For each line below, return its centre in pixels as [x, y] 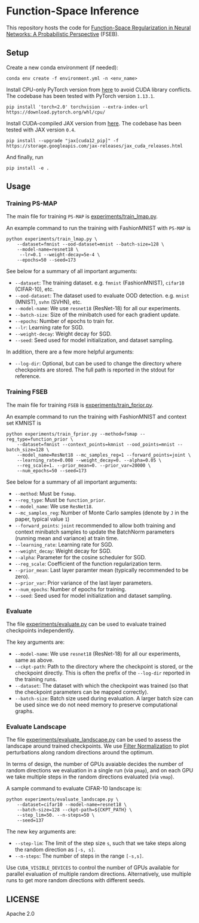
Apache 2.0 [20, 914]
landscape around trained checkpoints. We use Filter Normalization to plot [98, 746]
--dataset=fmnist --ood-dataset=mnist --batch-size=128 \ [91, 244]
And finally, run [25, 157]
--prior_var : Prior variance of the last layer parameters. [84, 583]
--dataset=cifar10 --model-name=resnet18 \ [72, 805]
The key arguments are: [35, 642]
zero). [22, 576]
